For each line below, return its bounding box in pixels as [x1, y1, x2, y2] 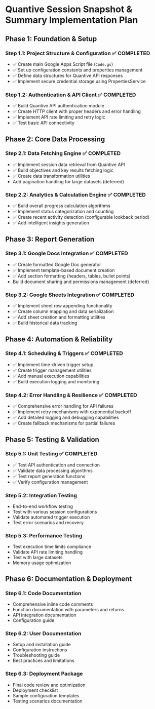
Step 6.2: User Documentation [5, 630, 82, 637]
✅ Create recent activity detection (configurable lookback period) [12, 214, 150, 220]
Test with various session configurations [12, 509, 97, 515]
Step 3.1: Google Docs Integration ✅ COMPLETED [5, 250, 128, 257]
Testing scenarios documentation [12, 698, 83, 704]
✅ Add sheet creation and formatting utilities [12, 314, 105, 320]
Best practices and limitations [12, 657, 74, 664]
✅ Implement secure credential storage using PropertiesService [12, 78, 146, 84]
